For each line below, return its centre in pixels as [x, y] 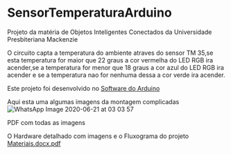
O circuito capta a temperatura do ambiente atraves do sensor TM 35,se [110, 53]
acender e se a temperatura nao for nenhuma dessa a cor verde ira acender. [116, 75]
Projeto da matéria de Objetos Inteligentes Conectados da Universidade [110, 32]
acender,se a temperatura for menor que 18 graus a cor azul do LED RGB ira [115, 67]
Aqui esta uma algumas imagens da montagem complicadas [93, 101]
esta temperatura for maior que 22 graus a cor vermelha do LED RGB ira [110, 60]
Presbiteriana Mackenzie [43, 39]
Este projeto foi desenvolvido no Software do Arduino [84, 88]
